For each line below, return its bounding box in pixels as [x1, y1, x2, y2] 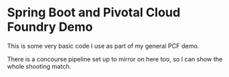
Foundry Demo [7, 19, 94, 35]
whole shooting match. [7, 62, 72, 70]
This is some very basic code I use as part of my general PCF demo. [7, 42, 200, 50]
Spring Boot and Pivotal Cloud [7, 5, 181, 20]
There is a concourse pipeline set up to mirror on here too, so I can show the [7, 55, 223, 63]
